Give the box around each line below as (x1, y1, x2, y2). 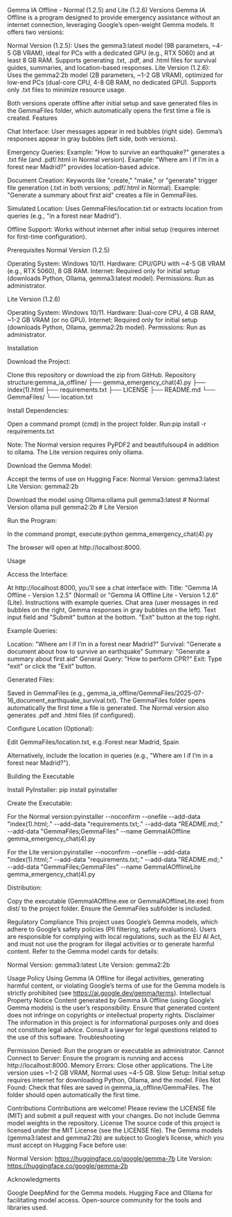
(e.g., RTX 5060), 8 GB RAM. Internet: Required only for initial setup (7, 267, 199, 275)
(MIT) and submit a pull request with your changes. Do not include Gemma (7, 1112, 220, 1119)
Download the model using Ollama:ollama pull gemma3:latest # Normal (7, 496, 210, 503)
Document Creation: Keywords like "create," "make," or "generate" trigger (7, 176, 218, 184)
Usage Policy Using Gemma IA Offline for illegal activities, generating (7, 974, 204, 982)
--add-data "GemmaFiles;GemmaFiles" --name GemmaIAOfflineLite (7, 863, 201, 871)
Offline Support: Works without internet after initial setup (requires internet (7, 225, 220, 233)
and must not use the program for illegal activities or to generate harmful (7, 940, 215, 948)
